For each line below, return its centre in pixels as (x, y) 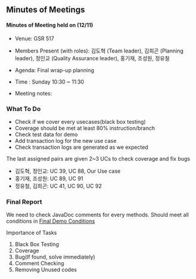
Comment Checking (39, 263)
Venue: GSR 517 (34, 38)
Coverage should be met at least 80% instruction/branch (85, 128)
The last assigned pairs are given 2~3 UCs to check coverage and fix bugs (98, 158)
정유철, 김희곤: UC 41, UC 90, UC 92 (58, 186)
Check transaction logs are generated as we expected (81, 147)
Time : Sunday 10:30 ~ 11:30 (50, 82)
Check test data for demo (46, 134)
